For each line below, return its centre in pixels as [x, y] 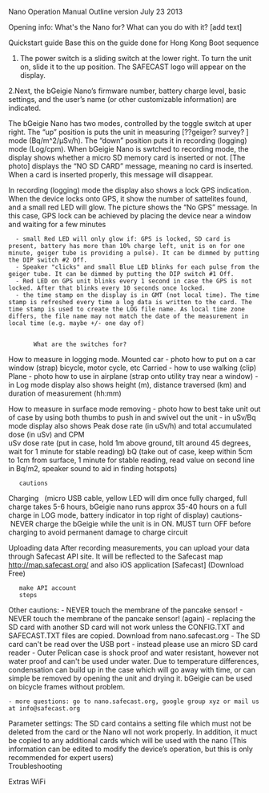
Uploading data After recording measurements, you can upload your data [129, 548]
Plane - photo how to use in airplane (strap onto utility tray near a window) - [133, 376]
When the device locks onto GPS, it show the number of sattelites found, [128, 199]
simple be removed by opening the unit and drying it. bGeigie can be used [130, 678]
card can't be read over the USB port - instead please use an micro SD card [133, 644]
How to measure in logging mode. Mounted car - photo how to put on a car [132, 359]
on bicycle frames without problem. [67, 687]
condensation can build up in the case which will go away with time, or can [132, 670]
